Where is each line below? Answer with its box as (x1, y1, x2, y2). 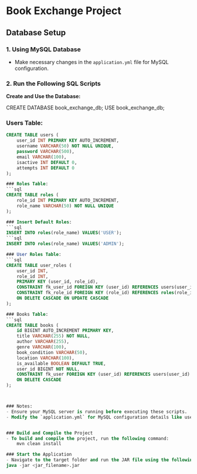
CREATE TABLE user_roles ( (6, 262, 72, 268)
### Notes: (6, 403, 33, 409)
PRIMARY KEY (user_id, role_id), (16, 279, 98, 285)
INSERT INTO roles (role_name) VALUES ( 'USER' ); (6, 230, 122, 236)
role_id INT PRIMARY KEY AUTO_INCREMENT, (16, 198, 119, 203)
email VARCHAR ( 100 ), (16, 154, 67, 160)
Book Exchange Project (6, 4, 122, 18)
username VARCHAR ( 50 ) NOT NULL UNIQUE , (16, 143, 114, 149)
